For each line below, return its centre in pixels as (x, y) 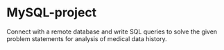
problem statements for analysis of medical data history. (87, 38)
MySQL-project (52, 13)
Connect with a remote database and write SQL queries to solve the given (112, 32)
